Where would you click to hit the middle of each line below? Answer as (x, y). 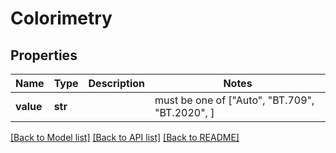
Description (116, 83)
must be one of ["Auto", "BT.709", (234, 100)
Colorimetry (61, 18)
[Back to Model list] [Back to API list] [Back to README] (125, 137)
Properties (44, 55)
